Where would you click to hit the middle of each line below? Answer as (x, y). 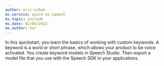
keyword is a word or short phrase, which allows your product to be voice (80, 48)
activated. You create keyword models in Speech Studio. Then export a (78, 53)
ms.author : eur (21, 28)
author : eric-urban (25, 10)
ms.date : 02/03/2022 (27, 24)
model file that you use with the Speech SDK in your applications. (72, 58)
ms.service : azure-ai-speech (35, 14)
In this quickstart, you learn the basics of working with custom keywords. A (82, 42)
